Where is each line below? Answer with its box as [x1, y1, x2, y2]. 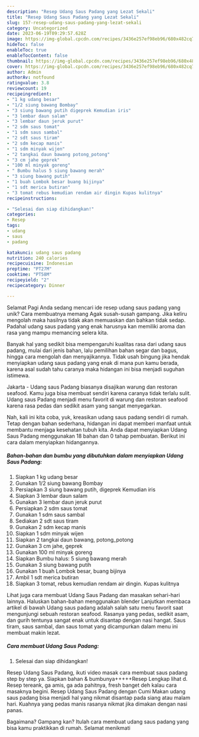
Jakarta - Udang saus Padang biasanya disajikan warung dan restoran [6, 383, 178, 390]
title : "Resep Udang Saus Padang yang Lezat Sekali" [6, 14, 139, 20]
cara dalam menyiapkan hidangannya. [6, 438, 99, 446]
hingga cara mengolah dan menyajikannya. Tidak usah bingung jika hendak [6, 353, 190, 360]
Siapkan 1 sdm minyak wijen [15, 530, 84, 537]
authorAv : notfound [6, 74, 55, 80]
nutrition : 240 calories [6, 255, 68, 261]
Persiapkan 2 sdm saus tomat [15, 504, 88, 511]
